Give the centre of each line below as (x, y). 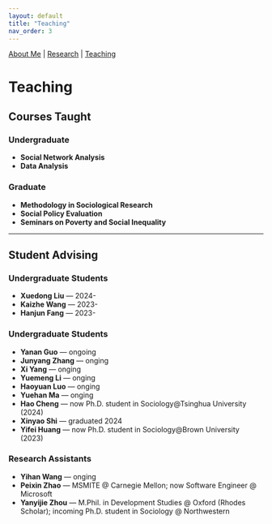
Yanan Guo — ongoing (58, 352)
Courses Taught (50, 116)
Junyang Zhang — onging (64, 360)
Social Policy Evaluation (61, 213)
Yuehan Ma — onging (57, 395)
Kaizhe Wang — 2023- (59, 304)
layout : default (36, 16)
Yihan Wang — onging (58, 476)
